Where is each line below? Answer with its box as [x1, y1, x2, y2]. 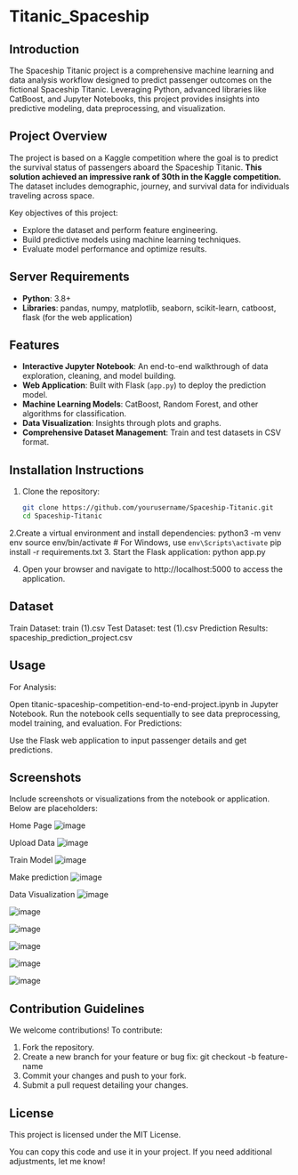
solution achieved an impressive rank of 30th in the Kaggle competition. [9, 171, 282, 181]
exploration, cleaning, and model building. [21, 371, 176, 382]
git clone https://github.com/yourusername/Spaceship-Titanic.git [21, 503, 274, 512]
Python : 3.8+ [21, 293, 71, 303]
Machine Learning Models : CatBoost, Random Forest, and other [21, 398, 259, 410]
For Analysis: [9, 681, 57, 692]
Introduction [9, 42, 80, 57]
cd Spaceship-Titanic [21, 511, 102, 521]
